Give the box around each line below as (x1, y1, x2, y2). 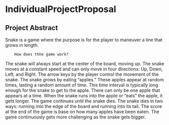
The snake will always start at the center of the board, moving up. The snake (5, 61, 164, 66)
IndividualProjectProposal (5, 4, 117, 15)
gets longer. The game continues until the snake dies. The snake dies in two (5, 98, 163, 104)
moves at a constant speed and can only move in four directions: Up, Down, (5, 66, 163, 72)
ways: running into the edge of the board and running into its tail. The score (5, 103, 162, 109)
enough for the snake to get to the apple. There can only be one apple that (5, 87, 160, 93)
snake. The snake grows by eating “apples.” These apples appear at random (5, 77, 164, 82)
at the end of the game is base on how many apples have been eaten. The (5, 109, 159, 114)
